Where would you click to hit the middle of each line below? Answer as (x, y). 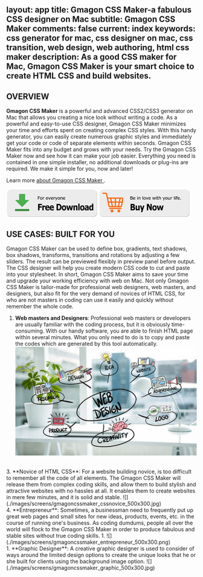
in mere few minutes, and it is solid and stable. (64, 497)
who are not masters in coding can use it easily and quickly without (90, 300)
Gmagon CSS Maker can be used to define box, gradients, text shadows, (97, 249)
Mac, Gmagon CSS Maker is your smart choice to (100, 67)
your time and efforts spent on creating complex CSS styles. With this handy (101, 130)
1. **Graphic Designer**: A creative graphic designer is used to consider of (100, 549)
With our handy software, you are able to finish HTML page (119, 331)
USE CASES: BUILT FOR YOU (60, 234)
